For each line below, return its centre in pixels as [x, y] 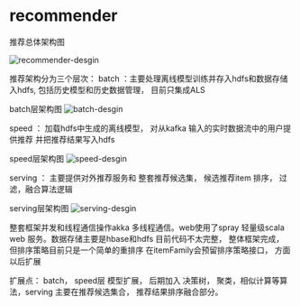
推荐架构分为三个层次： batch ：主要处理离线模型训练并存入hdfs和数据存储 [149, 79]
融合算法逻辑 [49, 189]
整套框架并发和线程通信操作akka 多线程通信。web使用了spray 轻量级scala [147, 227]
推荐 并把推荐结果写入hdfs [66, 139]
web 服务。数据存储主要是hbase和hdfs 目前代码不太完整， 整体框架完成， [147, 238]
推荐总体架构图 [37, 42]
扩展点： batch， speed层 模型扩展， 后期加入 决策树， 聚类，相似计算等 [145, 280]
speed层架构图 [37, 158]
